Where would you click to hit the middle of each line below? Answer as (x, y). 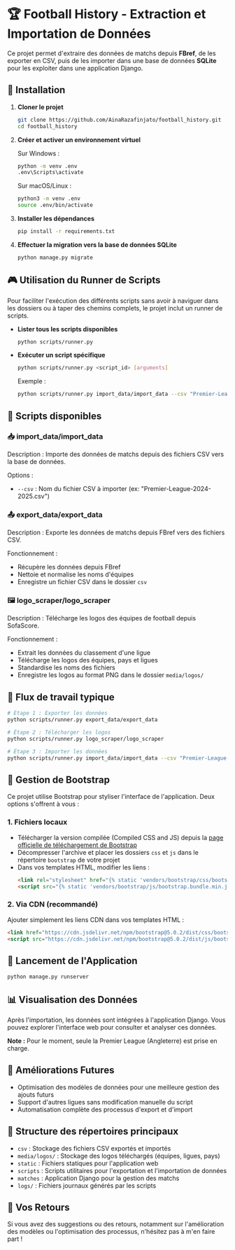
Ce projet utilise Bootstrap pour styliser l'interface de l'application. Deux (111, 797)
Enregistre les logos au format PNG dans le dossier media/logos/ (111, 675)
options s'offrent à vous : (43, 804)
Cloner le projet (41, 107)
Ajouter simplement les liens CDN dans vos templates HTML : (96, 919)
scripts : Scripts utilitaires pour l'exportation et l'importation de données (122, 1170)
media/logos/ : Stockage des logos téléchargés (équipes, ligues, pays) (119, 1156)
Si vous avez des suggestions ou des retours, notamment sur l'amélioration (116, 1224)
